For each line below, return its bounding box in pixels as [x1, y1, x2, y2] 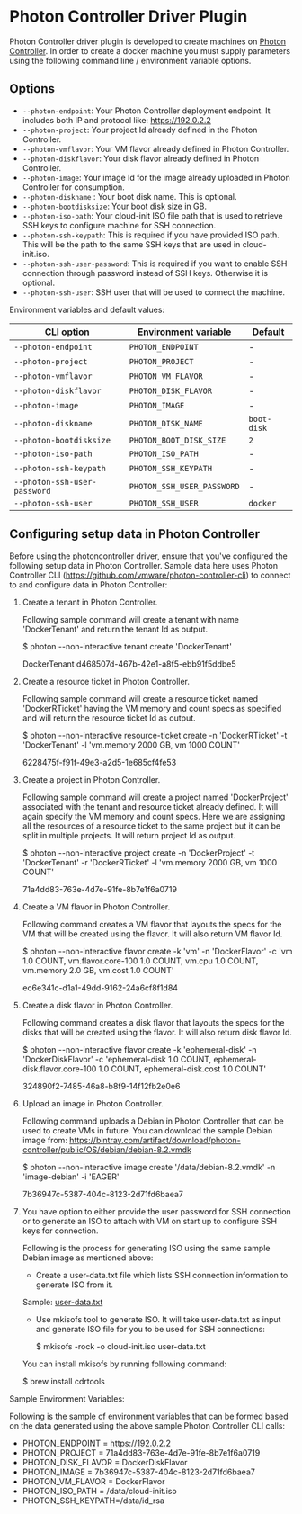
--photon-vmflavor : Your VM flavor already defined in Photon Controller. [22, 143, 289, 154]
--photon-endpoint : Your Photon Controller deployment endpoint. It [22, 105, 271, 116]
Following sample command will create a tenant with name [22, 614, 240, 624]
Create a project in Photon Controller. [22, 774, 161, 784]
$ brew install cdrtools [22, 1375, 105, 1386]
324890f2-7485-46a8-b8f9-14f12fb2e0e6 [22, 1080, 181, 1091]
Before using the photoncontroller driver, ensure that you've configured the [9, 551, 288, 561]
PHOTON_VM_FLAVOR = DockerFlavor [22, 1475, 165, 1486]
